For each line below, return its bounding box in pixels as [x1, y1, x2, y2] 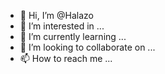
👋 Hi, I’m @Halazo [19, 10, 94, 21]
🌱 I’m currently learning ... [19, 31, 127, 42]
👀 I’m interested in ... [19, 20, 105, 32]
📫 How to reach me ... [19, 53, 113, 64]
